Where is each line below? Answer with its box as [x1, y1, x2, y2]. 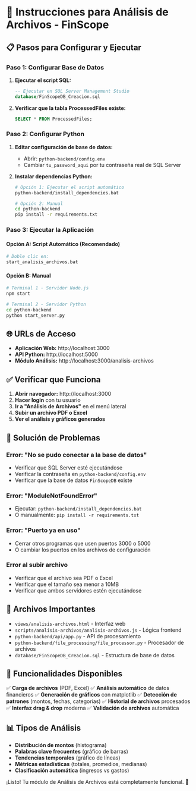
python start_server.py [6, 312, 65, 319]
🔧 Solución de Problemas [6, 433, 100, 443]
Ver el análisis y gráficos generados [14, 415, 106, 423]
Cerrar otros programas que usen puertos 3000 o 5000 [14, 540, 151, 547]
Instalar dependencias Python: [14, 172, 93, 180]
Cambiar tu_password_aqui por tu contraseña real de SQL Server [23, 161, 181, 168]
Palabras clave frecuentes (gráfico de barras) [14, 748, 129, 755]
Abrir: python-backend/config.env [23, 155, 106, 162]
